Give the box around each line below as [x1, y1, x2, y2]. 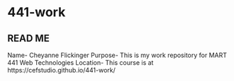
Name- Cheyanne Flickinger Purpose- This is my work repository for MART [7, 51, 227, 59]
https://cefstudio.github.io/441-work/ [7, 66, 116, 74]
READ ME [7, 32, 50, 44]
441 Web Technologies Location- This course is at [7, 58, 154, 67]
